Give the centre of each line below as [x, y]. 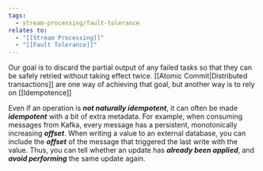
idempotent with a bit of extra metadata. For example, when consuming [126, 116]
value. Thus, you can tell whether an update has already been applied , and [131, 150]
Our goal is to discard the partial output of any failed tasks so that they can [130, 67]
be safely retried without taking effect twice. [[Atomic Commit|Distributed [128, 76]
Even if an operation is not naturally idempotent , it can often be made [123, 108]
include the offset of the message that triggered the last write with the [123, 142]
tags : [17, 15]
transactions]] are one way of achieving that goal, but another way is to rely [131, 85]
